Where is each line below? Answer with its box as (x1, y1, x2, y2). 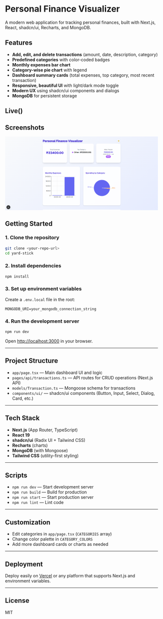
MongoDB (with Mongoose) (12, 447, 68, 453)
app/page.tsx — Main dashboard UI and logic (12, 370, 103, 375)
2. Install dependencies (5, 262, 62, 269)
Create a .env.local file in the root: (5, 296, 75, 302)
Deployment (5, 560, 43, 568)
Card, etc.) (12, 395, 34, 401)
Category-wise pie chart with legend (12, 67, 87, 73)
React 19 (12, 432, 30, 438)
